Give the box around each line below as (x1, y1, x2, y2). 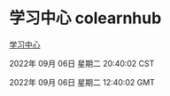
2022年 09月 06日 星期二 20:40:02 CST (9, 58, 155, 68)
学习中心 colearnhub (9, 8, 162, 28)
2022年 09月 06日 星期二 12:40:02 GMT (9, 76, 155, 87)
